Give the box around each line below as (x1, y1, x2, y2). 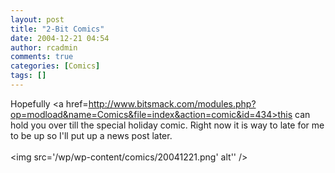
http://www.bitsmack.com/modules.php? (88, 97, 257, 110)
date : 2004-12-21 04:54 (10, 33, 110, 43)
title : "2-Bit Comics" (10, 24, 105, 34)
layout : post (10, 14, 65, 25)
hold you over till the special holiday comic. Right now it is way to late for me (10, 119, 325, 131)
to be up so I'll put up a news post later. (10, 129, 173, 141)
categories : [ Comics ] (10, 61, 101, 71)
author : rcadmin (10, 42, 78, 53)
